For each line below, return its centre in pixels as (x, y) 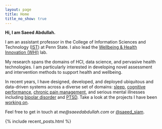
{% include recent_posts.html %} (38, 121)
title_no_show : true (26, 19)
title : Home (17, 14)
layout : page (18, 10)
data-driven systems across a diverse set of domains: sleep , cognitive (75, 87)
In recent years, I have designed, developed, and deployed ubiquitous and (79, 82)
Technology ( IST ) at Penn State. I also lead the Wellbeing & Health (71, 47)
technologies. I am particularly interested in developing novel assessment (79, 67)
